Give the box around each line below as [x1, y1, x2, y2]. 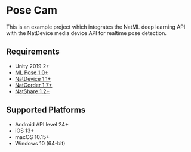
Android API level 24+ [14, 121, 69, 128]
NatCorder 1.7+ [14, 81, 53, 88]
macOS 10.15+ [14, 133, 50, 140]
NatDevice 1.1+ [14, 75, 51, 82]
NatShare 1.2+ [14, 87, 50, 95]
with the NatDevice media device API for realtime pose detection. [6, 29, 167, 36]
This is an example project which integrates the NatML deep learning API [6, 23, 186, 30]
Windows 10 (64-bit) [14, 140, 66, 147]
